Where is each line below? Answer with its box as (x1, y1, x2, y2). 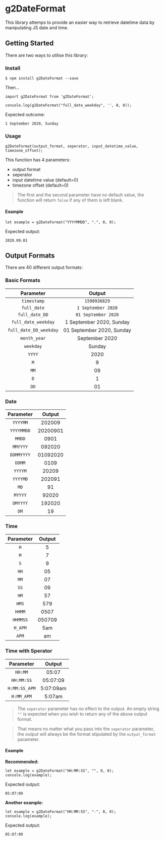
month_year (20, 335, 46, 341)
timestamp (21, 298, 45, 304)
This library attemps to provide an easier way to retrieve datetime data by (5, 19, 155, 25)
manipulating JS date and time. (5, 24, 68, 30)
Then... (5, 85, 20, 91)
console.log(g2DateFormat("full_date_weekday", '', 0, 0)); (5, 103, 132, 108)
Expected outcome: (5, 112, 45, 118)
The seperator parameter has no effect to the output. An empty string (17, 706, 160, 712)
